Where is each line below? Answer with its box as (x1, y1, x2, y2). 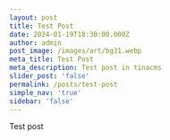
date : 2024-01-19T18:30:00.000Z (9, 30, 130, 39)
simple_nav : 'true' (9, 88, 82, 97)
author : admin (9, 38, 63, 48)
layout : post (9, 13, 58, 22)
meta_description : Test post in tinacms (9, 64, 163, 73)
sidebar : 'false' (9, 96, 74, 106)
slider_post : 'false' (9, 72, 90, 81)
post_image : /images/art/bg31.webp (9, 47, 142, 56)
